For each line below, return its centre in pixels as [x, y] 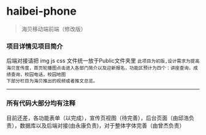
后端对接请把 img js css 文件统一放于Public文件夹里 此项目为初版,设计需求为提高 [103, 61]
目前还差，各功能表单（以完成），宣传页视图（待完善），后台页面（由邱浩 [97, 118]
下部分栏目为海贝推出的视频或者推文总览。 [52, 81]
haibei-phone [41, 11]
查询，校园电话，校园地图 [38, 75]
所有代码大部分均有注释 [41, 103]
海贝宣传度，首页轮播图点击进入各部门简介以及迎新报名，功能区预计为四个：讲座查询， [100, 68]
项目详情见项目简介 [35, 46]
